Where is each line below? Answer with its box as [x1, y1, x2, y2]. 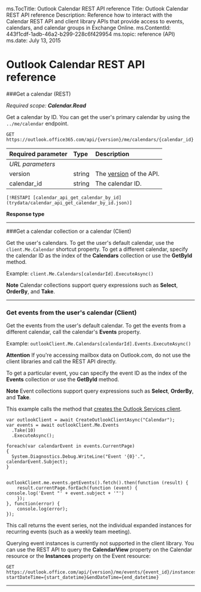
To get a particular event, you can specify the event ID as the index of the [6, 369, 187, 377]
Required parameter [9, 150, 68, 158]
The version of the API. [95, 169, 160, 178]
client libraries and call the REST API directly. [6, 358, 117, 365]
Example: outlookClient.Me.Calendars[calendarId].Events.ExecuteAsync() [6, 340, 191, 347]
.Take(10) [11, 427, 36, 433]
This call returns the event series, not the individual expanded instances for [6, 522, 192, 529]
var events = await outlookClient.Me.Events [6, 422, 119, 429]
